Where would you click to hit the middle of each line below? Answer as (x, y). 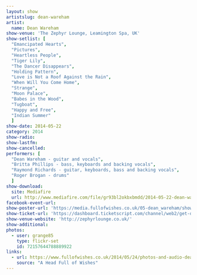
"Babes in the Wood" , (38, 99)
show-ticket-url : (27, 214)
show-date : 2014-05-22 (34, 126)
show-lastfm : (22, 142)
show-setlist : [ (26, 39)
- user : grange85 (33, 236)
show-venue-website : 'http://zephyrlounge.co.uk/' (69, 219)
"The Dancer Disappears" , (43, 66)
